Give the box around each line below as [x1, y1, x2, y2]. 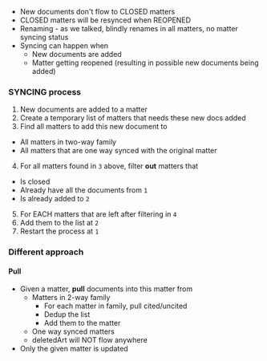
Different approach [8, 246, 84, 258]
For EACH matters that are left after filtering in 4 [19, 209, 177, 219]
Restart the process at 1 [19, 226, 99, 236]
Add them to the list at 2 [19, 218, 99, 228]
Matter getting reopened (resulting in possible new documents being [31, 58, 259, 67]
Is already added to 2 [19, 194, 90, 204]
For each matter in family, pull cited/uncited [43, 301, 188, 311]
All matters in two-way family [19, 137, 117, 147]
